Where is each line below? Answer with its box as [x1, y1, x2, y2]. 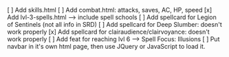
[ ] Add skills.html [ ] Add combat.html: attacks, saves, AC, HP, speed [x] [7, 6, 212, 14]
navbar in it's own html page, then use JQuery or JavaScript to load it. [7, 43, 206, 50]
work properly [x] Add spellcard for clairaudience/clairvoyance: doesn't [7, 27, 210, 36]
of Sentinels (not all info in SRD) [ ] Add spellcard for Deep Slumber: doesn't [7, 21, 222, 28]
